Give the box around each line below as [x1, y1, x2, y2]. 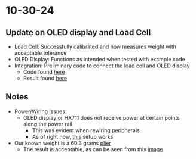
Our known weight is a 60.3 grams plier [14, 139, 111, 146]
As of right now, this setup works [32, 133, 114, 140]
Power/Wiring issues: [14, 108, 67, 115]
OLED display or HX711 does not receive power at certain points [23, 114, 180, 121]
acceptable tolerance [14, 49, 67, 57]
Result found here [23, 75, 68, 82]
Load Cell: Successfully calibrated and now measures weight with [14, 43, 177, 50]
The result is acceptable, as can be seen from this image [23, 145, 163, 152]
